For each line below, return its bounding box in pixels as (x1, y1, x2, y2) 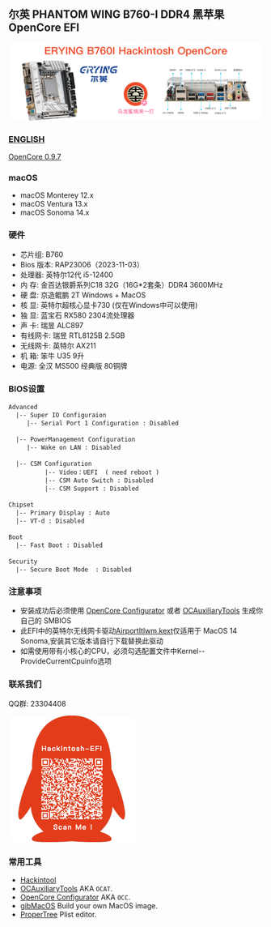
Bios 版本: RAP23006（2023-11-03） (19, 259, 144, 269)
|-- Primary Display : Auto (15, 509, 111, 517)
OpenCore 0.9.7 (8, 152, 61, 162)
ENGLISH (8, 133, 45, 144)
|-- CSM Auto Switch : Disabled (44, 476, 154, 485)
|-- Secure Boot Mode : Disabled (15, 566, 132, 574)
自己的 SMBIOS (19, 616, 71, 626)
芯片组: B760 (19, 250, 64, 259)
